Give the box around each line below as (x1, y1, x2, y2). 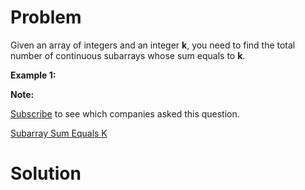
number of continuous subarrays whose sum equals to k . (10, 49, 246, 61)
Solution (10, 162, 82, 185)
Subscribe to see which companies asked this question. (10, 107, 240, 120)
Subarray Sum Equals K (10, 127, 108, 139)
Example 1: (10, 69, 57, 81)
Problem (10, 6, 82, 29)
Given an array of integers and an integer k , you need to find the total (10, 39, 296, 51)
